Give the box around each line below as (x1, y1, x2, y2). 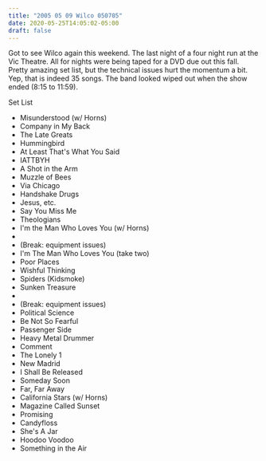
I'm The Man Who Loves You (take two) (19, 249, 150, 258)
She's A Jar (19, 427, 58, 436)
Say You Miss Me (19, 207, 77, 216)
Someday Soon (19, 376, 70, 385)
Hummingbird (19, 139, 65, 148)
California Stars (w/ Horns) (19, 392, 108, 403)
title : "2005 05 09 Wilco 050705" (8, 11, 123, 20)
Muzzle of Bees (19, 172, 72, 182)
